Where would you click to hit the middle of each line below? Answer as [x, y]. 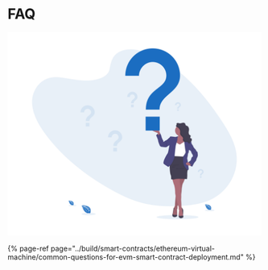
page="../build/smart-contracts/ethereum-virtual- [132, 248]
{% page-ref [28, 248]
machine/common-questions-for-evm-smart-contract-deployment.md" [126, 257]
